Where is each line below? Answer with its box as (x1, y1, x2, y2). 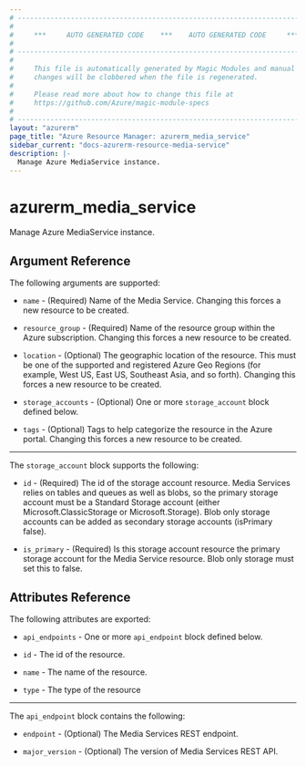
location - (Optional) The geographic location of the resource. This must (22, 350, 296, 361)
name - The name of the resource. (22, 667, 148, 678)
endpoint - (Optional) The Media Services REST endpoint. (22, 729, 239, 740)
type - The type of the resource (22, 685, 141, 696)
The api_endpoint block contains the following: (9, 710, 186, 721)
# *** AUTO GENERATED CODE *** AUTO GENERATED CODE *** (9, 30, 300, 39)
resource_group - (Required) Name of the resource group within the (22, 323, 276, 334)
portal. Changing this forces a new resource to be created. (22, 434, 243, 445)
